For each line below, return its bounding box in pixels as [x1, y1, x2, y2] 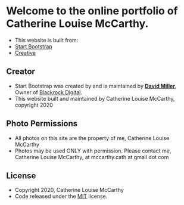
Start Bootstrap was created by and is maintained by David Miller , [14, 82, 177, 89]
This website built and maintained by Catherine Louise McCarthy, [14, 95, 175, 102]
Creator [6, 67, 36, 77]
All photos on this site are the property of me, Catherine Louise [14, 134, 170, 141]
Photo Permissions [6, 119, 78, 129]
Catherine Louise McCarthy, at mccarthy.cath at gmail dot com [14, 153, 169, 160]
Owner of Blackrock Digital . [14, 88, 82, 96]
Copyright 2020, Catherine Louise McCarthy [14, 187, 124, 194]
